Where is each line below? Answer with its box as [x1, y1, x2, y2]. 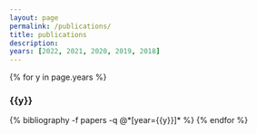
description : [9, 38, 59, 48]
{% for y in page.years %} [9, 72, 107, 82]
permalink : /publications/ [9, 22, 112, 31]
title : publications [9, 30, 88, 39]
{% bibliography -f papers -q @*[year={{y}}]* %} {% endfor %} [9, 115, 249, 126]
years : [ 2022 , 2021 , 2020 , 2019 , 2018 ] [9, 47, 161, 56]
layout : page [9, 13, 59, 23]
